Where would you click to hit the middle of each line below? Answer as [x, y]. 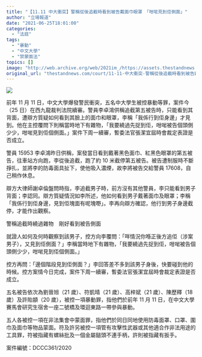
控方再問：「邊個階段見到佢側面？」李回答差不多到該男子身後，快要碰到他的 [100, 264]
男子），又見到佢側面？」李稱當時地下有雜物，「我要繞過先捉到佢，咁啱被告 [98, 244]
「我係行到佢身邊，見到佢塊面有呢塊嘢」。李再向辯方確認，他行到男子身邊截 [100, 203]
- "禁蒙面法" [26, 57]
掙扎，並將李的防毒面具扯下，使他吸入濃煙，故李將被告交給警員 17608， [96, 168]
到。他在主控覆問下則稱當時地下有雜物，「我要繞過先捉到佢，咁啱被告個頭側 [100, 125]
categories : [21, 29]
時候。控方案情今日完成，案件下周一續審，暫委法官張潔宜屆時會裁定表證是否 [101, 272]
